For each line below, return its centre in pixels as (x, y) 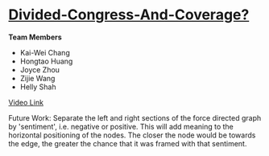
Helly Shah (38, 87)
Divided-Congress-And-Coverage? (129, 15)
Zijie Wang (37, 78)
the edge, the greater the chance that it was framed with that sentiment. (128, 143)
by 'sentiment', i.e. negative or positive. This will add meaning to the (121, 126)
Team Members (35, 37)
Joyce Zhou (40, 69)
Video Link (26, 102)
